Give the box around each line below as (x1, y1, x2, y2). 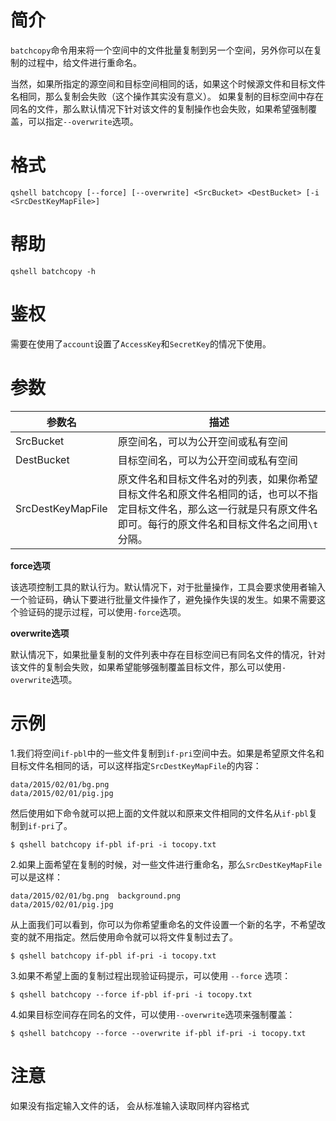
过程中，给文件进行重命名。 (27, 56, 142, 68)
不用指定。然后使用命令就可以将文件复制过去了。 (36, 931, 238, 943)
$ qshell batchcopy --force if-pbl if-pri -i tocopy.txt (10, 989, 253, 1000)
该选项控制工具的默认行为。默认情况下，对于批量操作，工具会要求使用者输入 (10, 581, 326, 593)
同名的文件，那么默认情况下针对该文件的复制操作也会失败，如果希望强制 (10, 102, 308, 115)
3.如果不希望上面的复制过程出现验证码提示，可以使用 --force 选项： (10, 969, 292, 981)
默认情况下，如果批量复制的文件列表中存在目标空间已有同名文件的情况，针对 (10, 648, 326, 660)
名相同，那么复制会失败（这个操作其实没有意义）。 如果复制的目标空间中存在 (10, 90, 324, 102)
